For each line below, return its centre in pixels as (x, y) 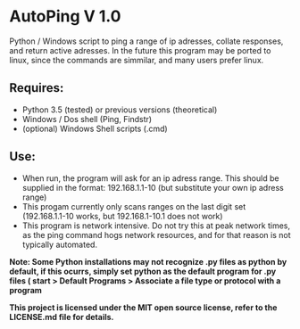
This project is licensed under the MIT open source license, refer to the (143, 307)
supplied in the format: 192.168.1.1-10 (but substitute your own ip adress (153, 187)
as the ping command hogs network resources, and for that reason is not (157, 234)
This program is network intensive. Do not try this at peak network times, (156, 226)
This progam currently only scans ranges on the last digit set (134, 206)
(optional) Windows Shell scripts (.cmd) (95, 128)
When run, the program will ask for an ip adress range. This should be (150, 178)
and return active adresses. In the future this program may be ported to (140, 50)
